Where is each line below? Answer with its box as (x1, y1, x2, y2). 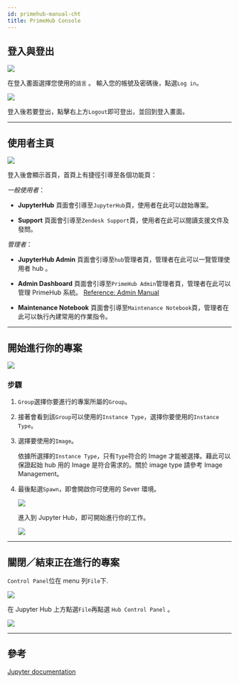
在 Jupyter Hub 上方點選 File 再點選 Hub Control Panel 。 (7, 605, 174, 614)
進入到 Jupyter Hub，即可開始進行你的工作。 (17, 513, 150, 522)
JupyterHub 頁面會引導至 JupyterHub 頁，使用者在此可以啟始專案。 (17, 201, 213, 210)
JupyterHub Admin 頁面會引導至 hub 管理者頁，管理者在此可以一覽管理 (17, 255, 224, 264)
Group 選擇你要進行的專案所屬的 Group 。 (17, 397, 132, 406)
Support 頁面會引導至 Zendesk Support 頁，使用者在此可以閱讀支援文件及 (17, 216, 230, 225)
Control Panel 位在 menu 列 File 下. (7, 577, 109, 585)
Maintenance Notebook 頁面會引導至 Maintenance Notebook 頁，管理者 (17, 304, 223, 312)
